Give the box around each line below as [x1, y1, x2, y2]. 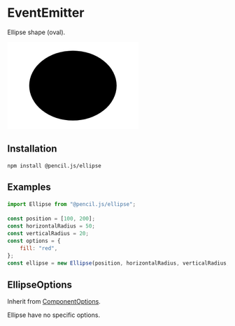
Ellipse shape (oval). [7, 28, 66, 36]
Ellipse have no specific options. [7, 311, 100, 319]
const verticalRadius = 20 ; [7, 230, 90, 237]
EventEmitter [7, 5, 85, 21]
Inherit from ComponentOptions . [7, 297, 101, 306]
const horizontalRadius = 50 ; [7, 223, 96, 230]
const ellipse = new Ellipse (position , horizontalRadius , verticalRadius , [7, 260, 230, 267]
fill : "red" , [20, 244, 58, 252]
